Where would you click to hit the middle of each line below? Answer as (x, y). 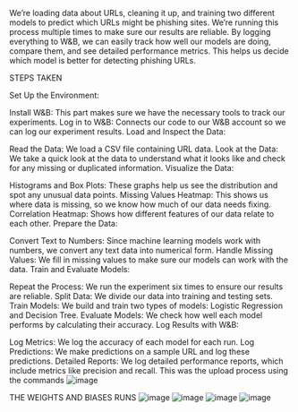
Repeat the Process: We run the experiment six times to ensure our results (146, 287)
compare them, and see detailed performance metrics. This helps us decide (149, 51)
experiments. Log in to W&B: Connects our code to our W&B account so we (148, 122)
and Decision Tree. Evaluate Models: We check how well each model (136, 315)
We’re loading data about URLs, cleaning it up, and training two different (142, 13)
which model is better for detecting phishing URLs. (103, 60)
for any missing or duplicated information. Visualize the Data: (122, 168)
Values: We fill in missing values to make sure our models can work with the (149, 260)
